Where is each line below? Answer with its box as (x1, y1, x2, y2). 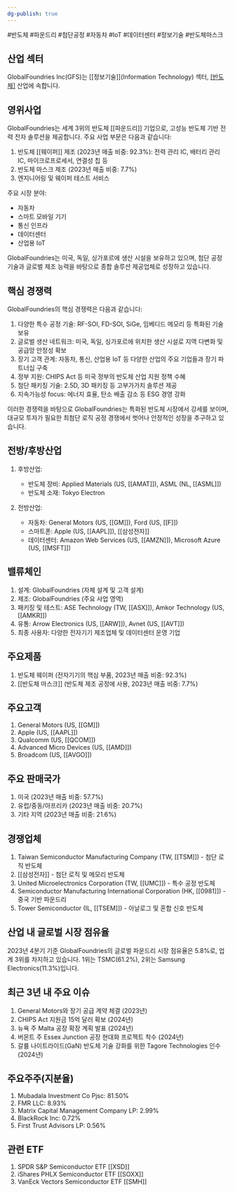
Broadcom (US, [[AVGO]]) (17, 751, 93, 759)
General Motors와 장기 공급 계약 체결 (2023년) (17, 1006, 148, 1015)
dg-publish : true (7, 10, 58, 18)
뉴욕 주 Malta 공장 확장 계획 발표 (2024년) (17, 1024, 134, 1032)
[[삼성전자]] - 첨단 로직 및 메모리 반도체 (17, 870, 125, 879)
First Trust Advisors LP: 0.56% (17, 1121, 107, 1130)
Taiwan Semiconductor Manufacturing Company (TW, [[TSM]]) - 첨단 (17, 853, 217, 861)
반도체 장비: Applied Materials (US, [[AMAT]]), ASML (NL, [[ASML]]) (27, 480, 222, 488)
